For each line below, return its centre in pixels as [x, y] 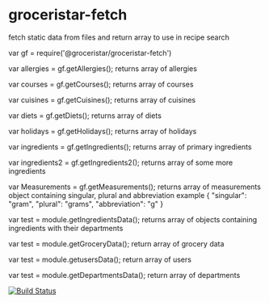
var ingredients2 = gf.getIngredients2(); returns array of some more [121, 162]
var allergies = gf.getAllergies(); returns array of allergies [103, 68]
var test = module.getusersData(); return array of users [100, 259]
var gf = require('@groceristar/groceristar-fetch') [90, 53]
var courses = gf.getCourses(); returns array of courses [101, 84]
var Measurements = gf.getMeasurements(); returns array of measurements [134, 187]
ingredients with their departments [66, 228]
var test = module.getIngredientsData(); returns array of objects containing [133, 219]
